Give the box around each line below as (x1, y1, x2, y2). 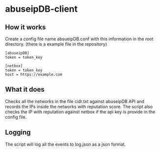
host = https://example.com (5, 72, 63, 77)
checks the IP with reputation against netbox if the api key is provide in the (5, 109, 156, 115)
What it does (5, 85, 45, 94)
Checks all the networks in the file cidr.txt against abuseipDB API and (5, 98, 144, 104)
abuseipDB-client (5, 3, 78, 15)
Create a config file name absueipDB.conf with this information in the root (5, 36, 154, 42)
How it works (5, 23, 46, 31)
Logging (5, 128, 31, 137)
